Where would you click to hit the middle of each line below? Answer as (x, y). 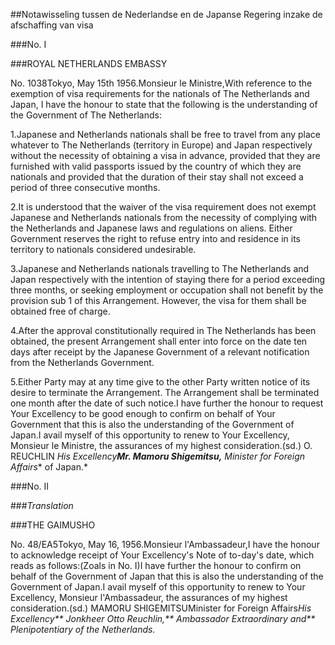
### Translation (42, 505)
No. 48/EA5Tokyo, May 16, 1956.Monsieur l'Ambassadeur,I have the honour (165, 544)
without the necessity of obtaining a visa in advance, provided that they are (165, 155)
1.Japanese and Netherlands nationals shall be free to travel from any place (166, 134)
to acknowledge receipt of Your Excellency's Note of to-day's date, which (162, 555)
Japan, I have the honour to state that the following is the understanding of (164, 104)
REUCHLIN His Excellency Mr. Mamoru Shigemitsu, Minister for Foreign (158, 456)
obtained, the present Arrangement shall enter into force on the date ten (159, 341)
